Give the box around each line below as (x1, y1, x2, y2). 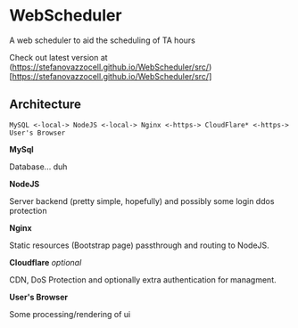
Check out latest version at (9, 52, 109, 62)
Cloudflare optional (9, 257, 82, 267)
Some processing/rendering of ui (9, 308, 131, 319)
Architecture (9, 97, 82, 112)
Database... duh (9, 161, 68, 172)
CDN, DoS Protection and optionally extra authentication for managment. (9, 274, 277, 285)
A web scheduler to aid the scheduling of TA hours (9, 35, 196, 45)
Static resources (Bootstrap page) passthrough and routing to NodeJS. (9, 240, 269, 250)
